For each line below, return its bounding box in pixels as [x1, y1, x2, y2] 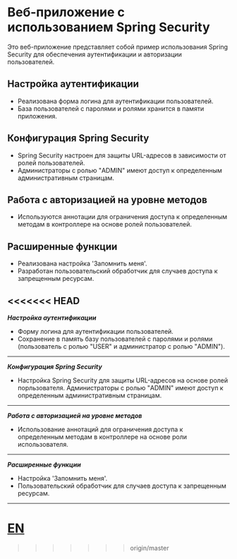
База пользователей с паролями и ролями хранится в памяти [17, 104, 205, 113]
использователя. [17, 440, 68, 448]
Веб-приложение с [7, 4, 126, 20]
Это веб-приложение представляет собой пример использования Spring [7, 42, 228, 51]
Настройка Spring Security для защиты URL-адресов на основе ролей [17, 376, 229, 385]
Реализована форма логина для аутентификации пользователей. [17, 97, 214, 105]
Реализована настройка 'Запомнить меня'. [17, 259, 147, 268]
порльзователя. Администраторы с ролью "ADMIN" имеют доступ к [17, 384, 224, 392]
